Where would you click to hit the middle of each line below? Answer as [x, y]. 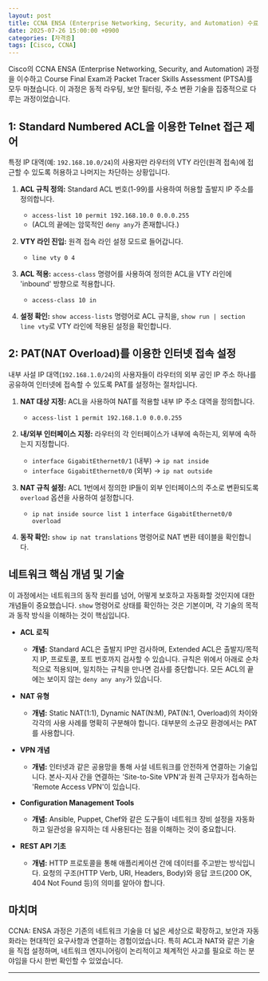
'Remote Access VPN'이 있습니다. [86, 786]
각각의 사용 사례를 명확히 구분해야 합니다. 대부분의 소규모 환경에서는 [137, 723]
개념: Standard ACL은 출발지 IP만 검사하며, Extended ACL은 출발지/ [138, 649]
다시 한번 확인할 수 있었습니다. [76, 961]
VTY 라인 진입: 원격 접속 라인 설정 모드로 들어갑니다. [101, 241]
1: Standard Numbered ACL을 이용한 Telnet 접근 [126, 126]
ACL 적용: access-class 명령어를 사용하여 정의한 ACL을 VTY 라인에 [126, 274]
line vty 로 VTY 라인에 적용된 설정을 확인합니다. [95, 326]
